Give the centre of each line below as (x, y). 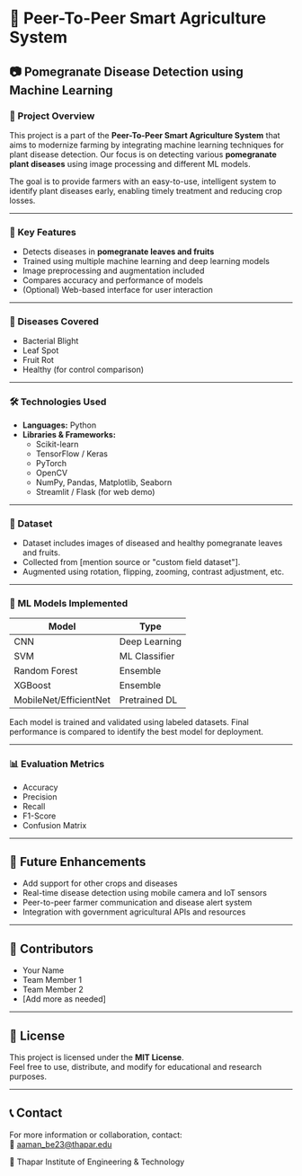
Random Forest (46, 671)
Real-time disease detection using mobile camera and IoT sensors (145, 893)
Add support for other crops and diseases (100, 883)
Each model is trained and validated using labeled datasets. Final (129, 722)
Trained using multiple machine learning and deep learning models (146, 261)
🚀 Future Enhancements (78, 862)
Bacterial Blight (50, 341)
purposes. (28, 1076)
